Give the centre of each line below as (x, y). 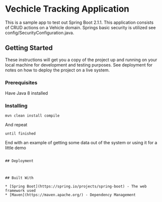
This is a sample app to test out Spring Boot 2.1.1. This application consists (79, 22)
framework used (20, 191)
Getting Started (29, 48)
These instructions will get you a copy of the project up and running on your (81, 60)
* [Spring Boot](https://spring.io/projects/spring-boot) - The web (76, 186)
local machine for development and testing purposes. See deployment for (79, 65)
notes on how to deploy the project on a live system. (57, 70)
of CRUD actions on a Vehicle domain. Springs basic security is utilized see (81, 27)
